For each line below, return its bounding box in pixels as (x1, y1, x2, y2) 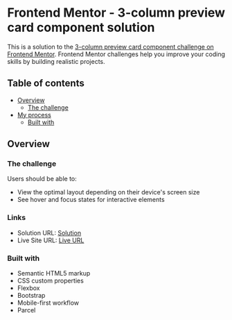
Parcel (17, 306, 36, 314)
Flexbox (17, 284, 40, 292)
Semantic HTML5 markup (17, 269, 91, 278)
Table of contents (7, 78, 84, 90)
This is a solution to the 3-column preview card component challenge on (7, 42, 215, 51)
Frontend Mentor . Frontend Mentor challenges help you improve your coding (7, 50, 226, 58)
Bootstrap (17, 292, 46, 300)
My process (17, 110, 52, 119)
